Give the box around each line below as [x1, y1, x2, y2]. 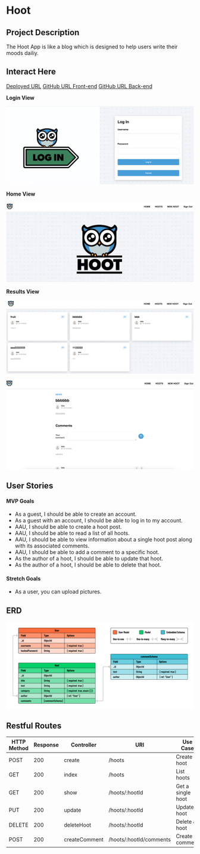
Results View [6, 287, 40, 295]
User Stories [6, 481, 54, 491]
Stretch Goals [6, 575, 41, 582]
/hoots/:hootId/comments [108, 836, 171, 843]
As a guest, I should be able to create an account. [14, 510, 137, 518]
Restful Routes [6, 720, 62, 731]
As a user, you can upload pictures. [14, 588, 102, 595]
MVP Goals [6, 497, 35, 505]
